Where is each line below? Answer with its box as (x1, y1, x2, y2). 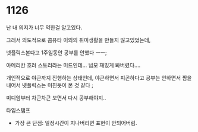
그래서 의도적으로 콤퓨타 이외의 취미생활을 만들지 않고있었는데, (6, 36, 151, 43)
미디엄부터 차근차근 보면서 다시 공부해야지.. (6, 94, 106, 101)
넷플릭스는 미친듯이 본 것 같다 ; (21, 81, 93, 89)
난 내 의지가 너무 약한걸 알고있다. (6, 24, 83, 31)
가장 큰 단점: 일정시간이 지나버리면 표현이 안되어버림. (14, 119, 137, 126)
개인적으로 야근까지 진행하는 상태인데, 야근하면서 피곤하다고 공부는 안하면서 (6, 74, 181, 81)
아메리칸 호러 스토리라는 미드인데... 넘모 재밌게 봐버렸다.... (6, 62, 141, 69)
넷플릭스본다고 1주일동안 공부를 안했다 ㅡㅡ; (6, 49, 107, 56)
